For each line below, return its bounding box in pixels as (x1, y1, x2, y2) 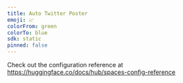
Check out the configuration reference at (7, 61, 124, 69)
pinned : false (7, 42, 48, 49)
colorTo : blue (7, 29, 48, 36)
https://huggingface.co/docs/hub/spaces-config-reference (7, 68, 176, 76)
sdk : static (7, 36, 41, 43)
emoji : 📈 (7, 16, 35, 23)
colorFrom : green (7, 23, 57, 29)
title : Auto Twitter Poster (7, 10, 88, 17)
